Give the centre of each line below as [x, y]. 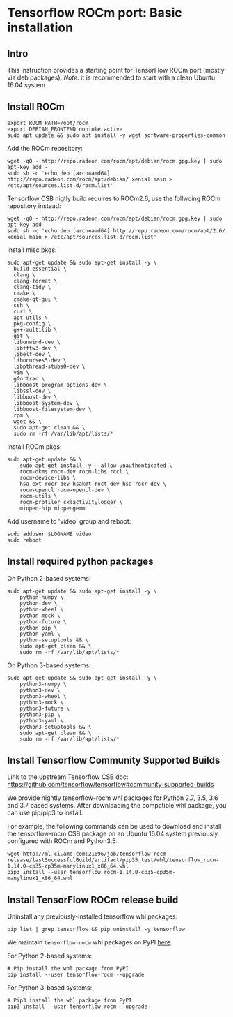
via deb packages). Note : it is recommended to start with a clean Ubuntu [111, 77]
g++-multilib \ [35, 329]
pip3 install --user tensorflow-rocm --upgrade [78, 1007]
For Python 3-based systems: [50, 988]
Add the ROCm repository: [45, 148]
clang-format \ [35, 281]
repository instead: [34, 206]
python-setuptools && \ [54, 640]
